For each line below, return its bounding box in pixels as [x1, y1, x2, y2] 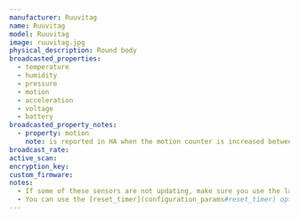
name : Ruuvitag [9, 21, 66, 30]
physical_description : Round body [9, 46, 138, 55]
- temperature [17, 63, 69, 72]
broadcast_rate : [9, 145, 69, 154]
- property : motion [17, 129, 90, 138]
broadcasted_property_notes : [9, 121, 117, 130]
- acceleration [17, 95, 74, 105]
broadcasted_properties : [9, 54, 101, 63]
